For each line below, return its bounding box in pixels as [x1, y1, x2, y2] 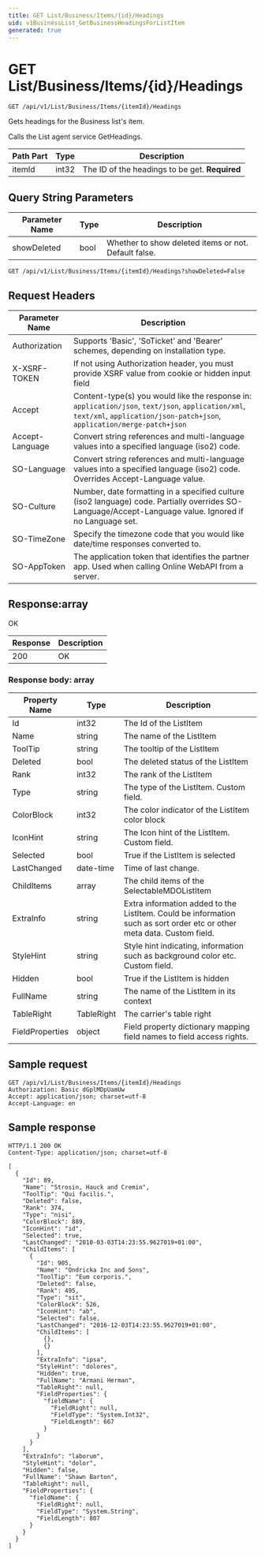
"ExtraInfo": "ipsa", [36, 1355, 108, 1364]
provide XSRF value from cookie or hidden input [73, 367, 251, 378]
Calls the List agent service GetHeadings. [8, 132, 144, 142]
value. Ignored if [183, 505, 244, 516]
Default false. [106, 248, 156, 259]
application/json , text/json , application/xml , [73, 400, 246, 411]
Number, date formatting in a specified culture [73, 486, 244, 497]
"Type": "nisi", [22, 1211, 77, 1219]
